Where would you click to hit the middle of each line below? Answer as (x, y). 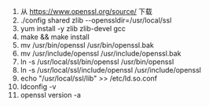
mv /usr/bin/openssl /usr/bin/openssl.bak (87, 45)
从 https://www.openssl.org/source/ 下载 (86, 11)
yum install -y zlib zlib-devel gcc (73, 29)
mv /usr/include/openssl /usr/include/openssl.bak (101, 53)
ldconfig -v (38, 87)
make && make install (55, 37)
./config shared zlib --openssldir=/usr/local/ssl (96, 20)
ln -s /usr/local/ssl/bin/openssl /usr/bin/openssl (97, 62)
